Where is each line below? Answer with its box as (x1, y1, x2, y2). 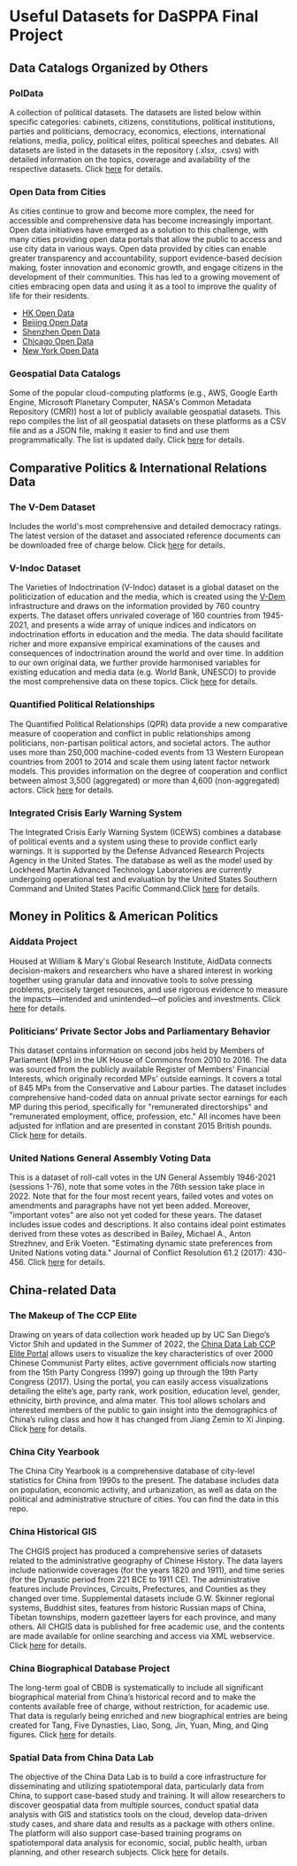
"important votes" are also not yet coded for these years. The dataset (9, 1210, 263, 1221)
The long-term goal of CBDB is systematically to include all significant (9, 1682, 263, 1692)
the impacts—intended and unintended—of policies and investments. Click (9, 993, 281, 1003)
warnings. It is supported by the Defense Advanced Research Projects (9, 846, 265, 856)
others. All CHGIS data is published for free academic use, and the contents (9, 1620, 286, 1632)
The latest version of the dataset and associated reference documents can (9, 530, 281, 542)
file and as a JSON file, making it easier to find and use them (9, 426, 230, 436)
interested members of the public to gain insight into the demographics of (9, 1405, 278, 1416)
